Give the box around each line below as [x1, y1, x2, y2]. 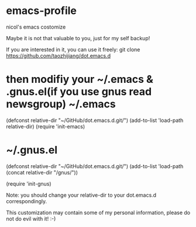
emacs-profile [6, 4, 77, 18]
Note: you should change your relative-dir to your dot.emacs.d [6, 191, 157, 198]
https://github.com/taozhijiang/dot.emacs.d [6, 52, 111, 59]
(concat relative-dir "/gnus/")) [6, 169, 78, 176]
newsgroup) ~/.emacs [6, 97, 116, 111]
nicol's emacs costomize [6, 23, 66, 30]
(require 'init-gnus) [6, 180, 51, 187]
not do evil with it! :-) [6, 215, 56, 222]
